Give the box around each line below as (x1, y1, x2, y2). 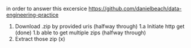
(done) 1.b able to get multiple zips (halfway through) (14, 29, 146, 36)
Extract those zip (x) (14, 36, 65, 42)
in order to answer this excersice (6, 5, 87, 12)
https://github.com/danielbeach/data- (88, 5, 182, 12)
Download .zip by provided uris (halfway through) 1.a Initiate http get (14, 23, 185, 30)
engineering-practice (6, 11, 59, 18)
